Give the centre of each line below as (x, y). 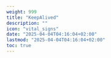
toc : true (19, 46)
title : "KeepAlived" (33, 18)
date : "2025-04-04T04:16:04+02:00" (52, 34)
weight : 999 (21, 12)
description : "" (27, 23)
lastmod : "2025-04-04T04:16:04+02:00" (56, 40)
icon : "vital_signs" (33, 29)
